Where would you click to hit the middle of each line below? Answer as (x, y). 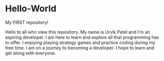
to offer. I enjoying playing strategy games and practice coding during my (80, 42)
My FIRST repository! (27, 22)
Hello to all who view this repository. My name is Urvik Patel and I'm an (78, 32)
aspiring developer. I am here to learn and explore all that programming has (82, 37)
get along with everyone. (31, 53)
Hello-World (31, 9)
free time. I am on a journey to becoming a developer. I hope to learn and (80, 48)
